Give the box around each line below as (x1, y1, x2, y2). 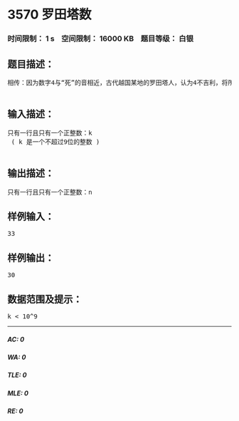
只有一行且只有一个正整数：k (7, 129, 92, 137)
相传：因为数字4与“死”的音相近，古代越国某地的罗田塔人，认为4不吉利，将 (7, 78, 228, 86)
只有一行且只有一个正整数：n (7, 188, 92, 196)
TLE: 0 (7, 371, 27, 380)
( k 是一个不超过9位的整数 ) (11, 137, 100, 146)
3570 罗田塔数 (7, 6, 92, 23)
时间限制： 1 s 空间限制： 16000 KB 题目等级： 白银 (7, 33, 194, 43)
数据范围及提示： (7, 293, 83, 305)
